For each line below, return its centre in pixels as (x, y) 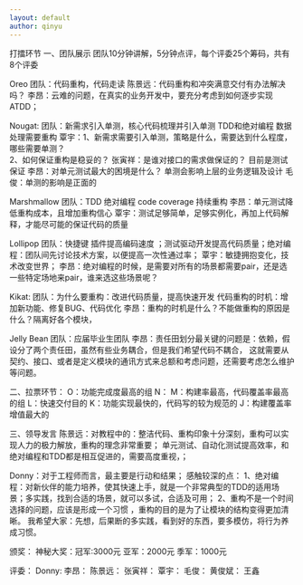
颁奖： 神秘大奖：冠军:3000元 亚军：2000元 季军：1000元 (118, 551)
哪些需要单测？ (37, 148)
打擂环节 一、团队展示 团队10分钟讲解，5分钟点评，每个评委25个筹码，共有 (150, 53)
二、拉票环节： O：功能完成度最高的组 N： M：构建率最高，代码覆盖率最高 (149, 391)
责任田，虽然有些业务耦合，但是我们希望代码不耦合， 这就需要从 (169, 350)
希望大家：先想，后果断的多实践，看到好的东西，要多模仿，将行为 (158, 521)
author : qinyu (36, 26)
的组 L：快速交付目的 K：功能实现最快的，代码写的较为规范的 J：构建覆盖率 (151, 403)
